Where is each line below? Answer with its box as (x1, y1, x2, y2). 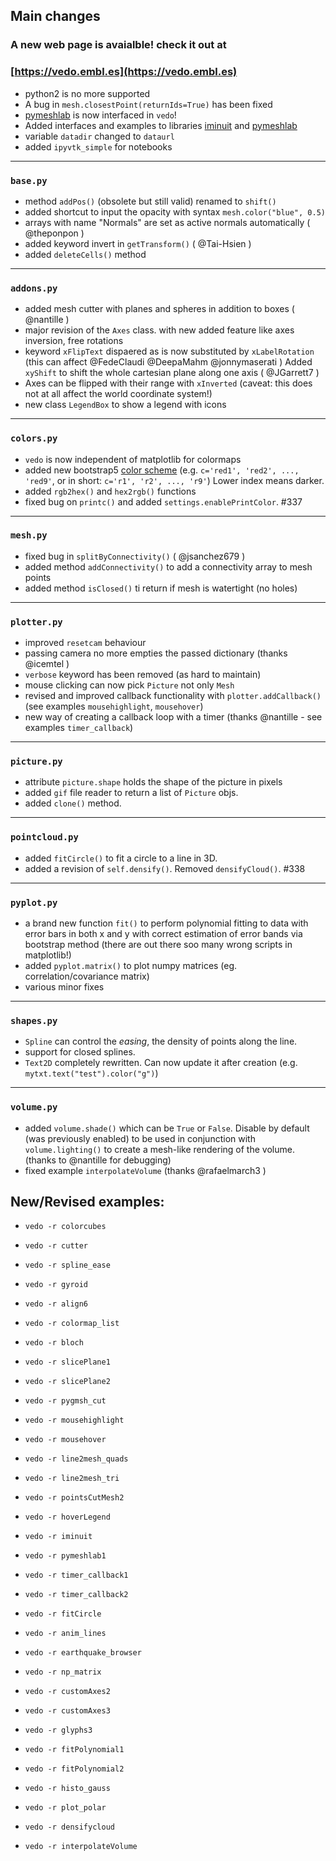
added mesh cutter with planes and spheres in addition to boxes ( (24, 303, 295, 315)
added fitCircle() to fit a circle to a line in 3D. (24, 852, 218, 864)
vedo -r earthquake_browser (24, 1648, 142, 1658)
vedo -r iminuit (24, 1532, 93, 1542)
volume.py (10, 1102, 58, 1113)
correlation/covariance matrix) (24, 970, 150, 982)
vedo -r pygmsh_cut (24, 1396, 107, 1406)
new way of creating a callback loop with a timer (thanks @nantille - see (24, 711, 323, 723)
